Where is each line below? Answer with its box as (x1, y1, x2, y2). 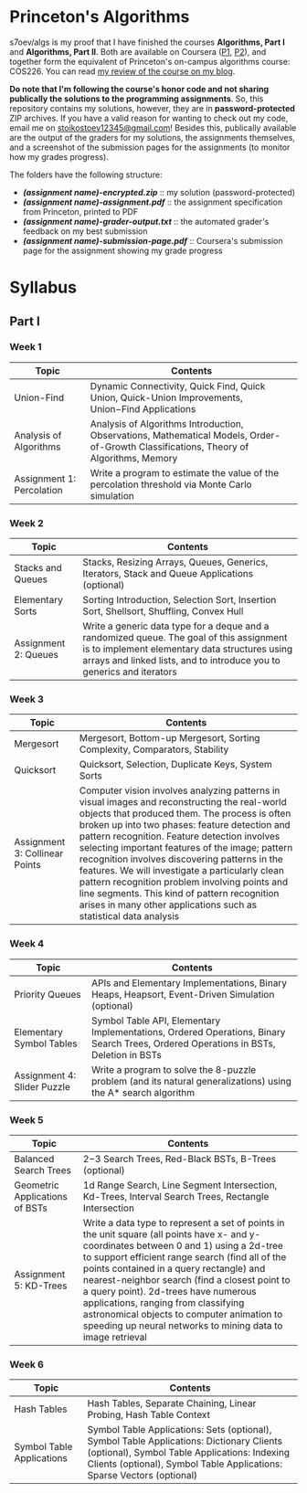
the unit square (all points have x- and (82, 1228, 248, 1240)
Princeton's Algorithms (9, 6, 190, 27)
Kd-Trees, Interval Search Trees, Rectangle (82, 1191, 270, 1202)
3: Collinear (14, 847, 64, 860)
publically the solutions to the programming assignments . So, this (9, 93, 264, 104)
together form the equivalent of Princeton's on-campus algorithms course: (9, 56, 291, 67)
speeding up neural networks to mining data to (82, 1319, 283, 1331)
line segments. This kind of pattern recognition (79, 887, 280, 900)
